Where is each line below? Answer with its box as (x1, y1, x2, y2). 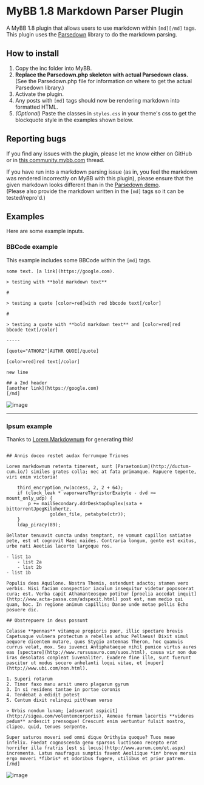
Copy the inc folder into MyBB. (15, 64, 92, 72)
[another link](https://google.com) (6, 385, 99, 391)
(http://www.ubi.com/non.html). (6, 665, 88, 671)
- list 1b (6, 569, 32, 576)
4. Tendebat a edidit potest (6, 692, 80, 698)
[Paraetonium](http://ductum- (115, 463, 191, 469)
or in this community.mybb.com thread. (6, 156, 105, 163)
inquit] (177, 591, 197, 597)
